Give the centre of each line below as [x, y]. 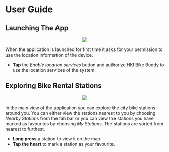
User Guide [29, 9]
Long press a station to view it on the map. [57, 139]
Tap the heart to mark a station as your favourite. [64, 144]
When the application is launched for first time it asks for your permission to [84, 49]
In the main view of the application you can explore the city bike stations [80, 108]
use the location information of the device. [49, 55]
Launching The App [37, 28]
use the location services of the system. [54, 70]
